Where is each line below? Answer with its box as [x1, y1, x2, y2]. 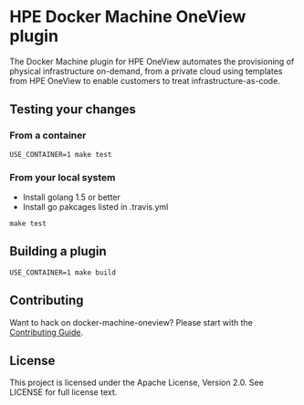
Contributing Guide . [9, 327, 84, 337]
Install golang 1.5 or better [22, 192, 121, 202]
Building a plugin [9, 244, 107, 259]
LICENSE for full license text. [9, 387, 118, 398]
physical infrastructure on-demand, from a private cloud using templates [9, 66, 283, 77]
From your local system [9, 171, 116, 183]
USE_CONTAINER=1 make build [9, 267, 117, 277]
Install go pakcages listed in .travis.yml [22, 201, 169, 212]
